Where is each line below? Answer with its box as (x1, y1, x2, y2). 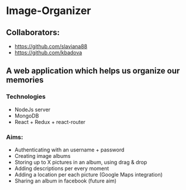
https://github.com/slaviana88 (14, 43, 88, 50)
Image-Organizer (6, 4, 91, 18)
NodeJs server (14, 106, 51, 113)
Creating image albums (14, 152, 71, 159)
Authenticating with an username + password (14, 146, 125, 153)
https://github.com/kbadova (14, 49, 82, 56)
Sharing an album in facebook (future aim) (14, 177, 117, 184)
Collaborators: (6, 27, 60, 37)
